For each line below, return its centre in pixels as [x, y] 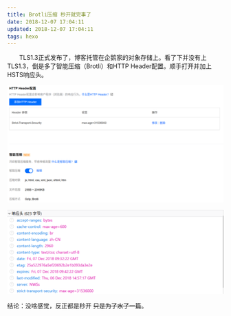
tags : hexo [23, 36]
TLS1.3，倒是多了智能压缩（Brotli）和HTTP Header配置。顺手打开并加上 [109, 66]
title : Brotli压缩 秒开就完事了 [49, 14]
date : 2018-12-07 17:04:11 [46, 22]
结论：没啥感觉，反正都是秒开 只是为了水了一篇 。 [77, 306]
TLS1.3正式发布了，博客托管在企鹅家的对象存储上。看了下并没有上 [113, 58]
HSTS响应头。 [27, 75]
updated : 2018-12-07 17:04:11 [51, 29]
